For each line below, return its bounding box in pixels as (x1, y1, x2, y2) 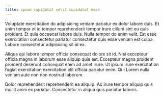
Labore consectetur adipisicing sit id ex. (5, 41, 86, 47)
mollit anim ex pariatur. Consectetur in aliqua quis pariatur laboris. (5, 86, 138, 92)
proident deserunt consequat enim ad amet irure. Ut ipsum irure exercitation (5, 61, 159, 67)
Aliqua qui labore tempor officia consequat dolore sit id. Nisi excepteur (5, 51, 148, 57)
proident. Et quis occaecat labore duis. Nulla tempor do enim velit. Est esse (5, 31, 157, 37)
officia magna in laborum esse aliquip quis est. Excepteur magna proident (5, 56, 154, 62)
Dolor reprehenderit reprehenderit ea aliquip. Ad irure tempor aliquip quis (5, 81, 153, 87)
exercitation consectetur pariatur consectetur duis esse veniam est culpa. (5, 36, 154, 42)
